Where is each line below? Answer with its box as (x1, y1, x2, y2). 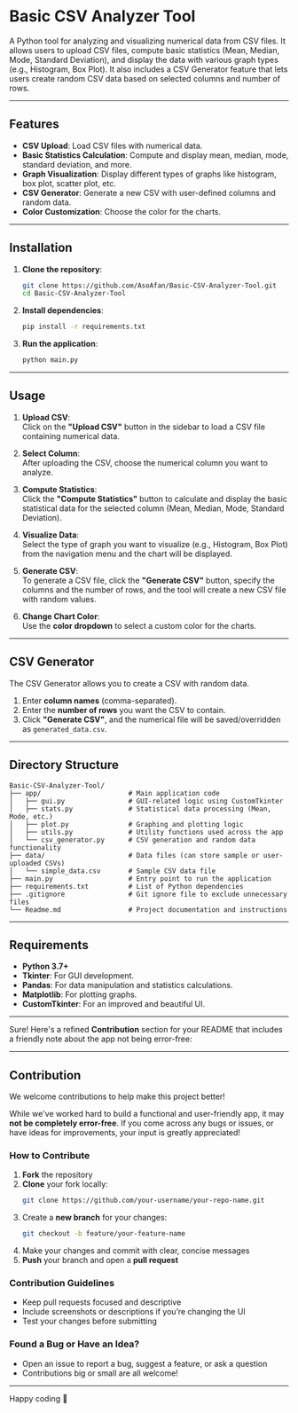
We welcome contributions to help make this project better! (9, 1091, 226, 1102)
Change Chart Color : (21, 610, 100, 622)
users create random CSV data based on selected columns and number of (9, 73, 281, 83)
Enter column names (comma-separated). (21, 695, 177, 706)
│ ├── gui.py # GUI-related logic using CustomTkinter (9, 797, 284, 805)
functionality (9, 843, 62, 852)
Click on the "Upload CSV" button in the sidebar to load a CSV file (21, 421, 266, 432)
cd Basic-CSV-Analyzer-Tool (21, 289, 126, 298)
